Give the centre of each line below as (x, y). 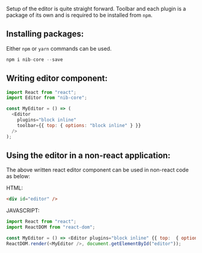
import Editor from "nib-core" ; (47, 98)
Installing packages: (45, 34)
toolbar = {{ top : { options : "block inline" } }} (79, 125)
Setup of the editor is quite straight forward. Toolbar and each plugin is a (96, 9)
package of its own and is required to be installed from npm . (79, 15)
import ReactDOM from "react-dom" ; (51, 227)
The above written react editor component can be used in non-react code (98, 170)
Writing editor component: (57, 79)
